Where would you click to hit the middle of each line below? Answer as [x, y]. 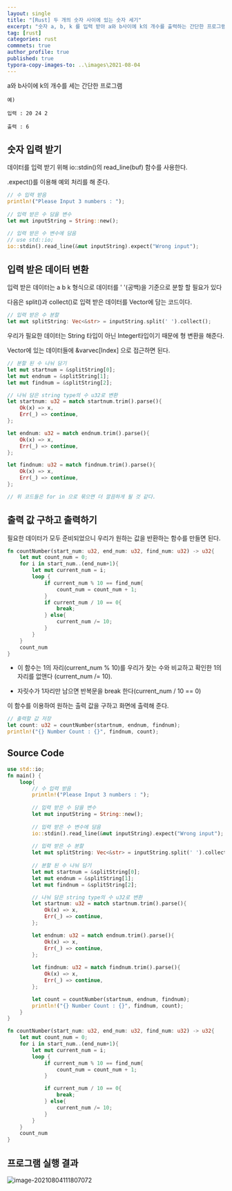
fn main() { [24, 775]
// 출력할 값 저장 [29, 719]
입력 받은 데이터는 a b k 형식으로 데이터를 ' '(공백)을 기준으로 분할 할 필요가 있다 [115, 287]
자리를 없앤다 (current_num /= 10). [65, 676]
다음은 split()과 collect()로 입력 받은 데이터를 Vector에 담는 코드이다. [100, 302]
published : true [30, 59]
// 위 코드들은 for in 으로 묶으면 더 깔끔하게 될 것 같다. [81, 497]
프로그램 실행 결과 [43, 1163]
